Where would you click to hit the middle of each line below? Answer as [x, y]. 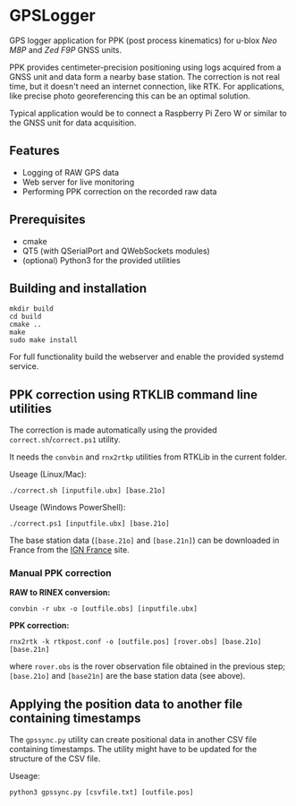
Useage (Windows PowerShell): [68, 508]
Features [34, 151]
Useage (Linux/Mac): [48, 475]
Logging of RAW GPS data [70, 172]
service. [24, 366]
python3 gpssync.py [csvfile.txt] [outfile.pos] [101, 793]
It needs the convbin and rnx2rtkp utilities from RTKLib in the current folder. [148, 457]
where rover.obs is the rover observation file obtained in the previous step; [148, 666]
